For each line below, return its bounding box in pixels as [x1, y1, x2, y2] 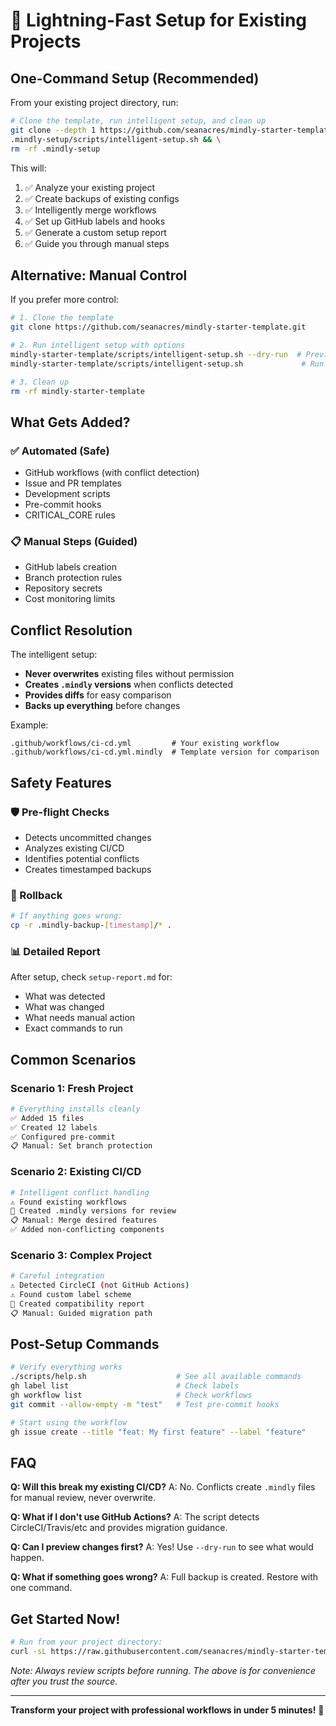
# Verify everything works [10, 1362, 123, 1373]
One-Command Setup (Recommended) [10, 70, 260, 87]
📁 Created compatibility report [10, 1299, 145, 1309]
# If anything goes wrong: [10, 911, 123, 921]
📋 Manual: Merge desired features [10, 1215, 158, 1226]
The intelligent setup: [10, 649, 98, 661]
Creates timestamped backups [24, 863, 152, 875]
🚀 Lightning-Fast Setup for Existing [10, 9, 308, 32]
